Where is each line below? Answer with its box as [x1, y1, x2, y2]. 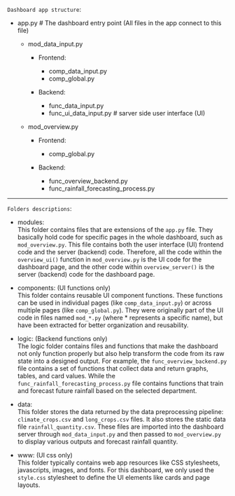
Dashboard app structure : [7, 6, 82, 13]
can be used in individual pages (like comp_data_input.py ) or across [17, 298, 212, 307]
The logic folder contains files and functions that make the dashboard [17, 342, 218, 350]
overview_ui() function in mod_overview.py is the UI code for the [17, 255, 202, 263]
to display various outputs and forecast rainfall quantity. [17, 437, 178, 446]
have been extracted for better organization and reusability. [17, 321, 189, 329]
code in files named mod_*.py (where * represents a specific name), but [17, 314, 223, 322]
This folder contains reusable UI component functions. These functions [17, 291, 223, 299]
